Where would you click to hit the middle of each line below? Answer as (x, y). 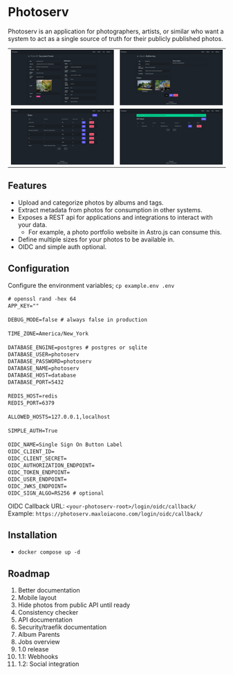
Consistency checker (48, 613)
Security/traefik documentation (62, 627)
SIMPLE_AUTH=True (33, 431)
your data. (32, 224)
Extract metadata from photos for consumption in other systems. (110, 210)
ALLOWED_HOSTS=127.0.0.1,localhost (59, 417)
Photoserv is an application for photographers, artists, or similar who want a (116, 31)
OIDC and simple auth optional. (62, 246)
